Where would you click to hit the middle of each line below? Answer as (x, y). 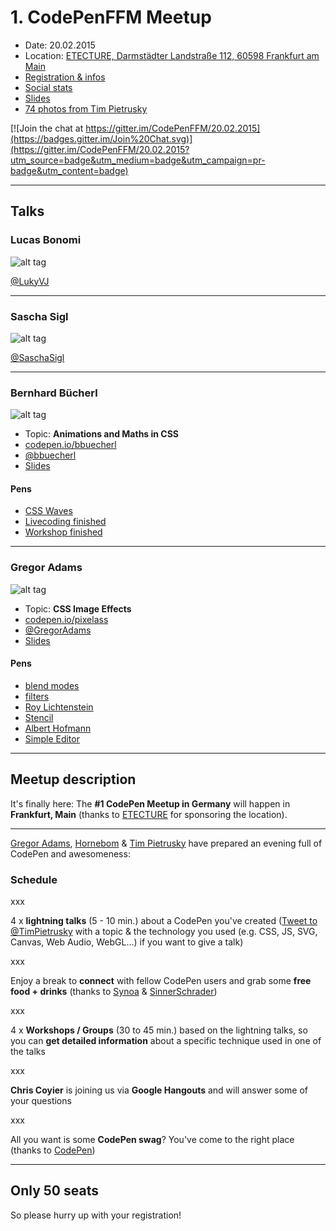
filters (37, 696)
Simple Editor (52, 738)
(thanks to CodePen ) (53, 1150)
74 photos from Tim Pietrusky (86, 108)
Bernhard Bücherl (54, 393)
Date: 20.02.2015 (60, 45)
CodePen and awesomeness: (70, 853)
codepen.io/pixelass (66, 619)
